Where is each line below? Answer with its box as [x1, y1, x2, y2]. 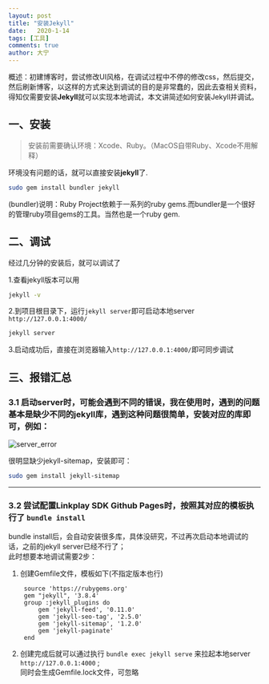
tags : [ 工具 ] [8, 34, 50, 42]
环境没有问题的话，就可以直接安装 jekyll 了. [8, 168, 148, 177]
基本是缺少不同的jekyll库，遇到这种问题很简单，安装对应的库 [8, 408, 243, 419]
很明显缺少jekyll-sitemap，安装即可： [8, 455, 132, 465]
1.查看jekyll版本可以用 [8, 274, 80, 285]
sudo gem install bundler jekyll [8, 184, 120, 192]
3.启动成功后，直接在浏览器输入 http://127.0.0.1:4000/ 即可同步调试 [8, 345, 234, 354]
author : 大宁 [8, 49, 50, 57]
